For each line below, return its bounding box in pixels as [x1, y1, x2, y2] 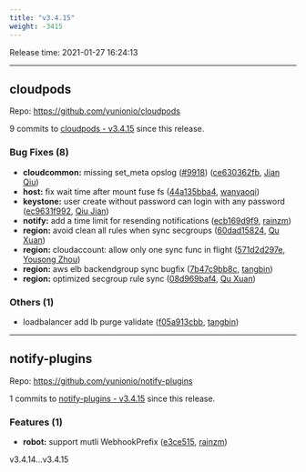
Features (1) [9, 416, 64, 428]
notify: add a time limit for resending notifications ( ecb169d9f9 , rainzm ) [22, 215, 291, 226]
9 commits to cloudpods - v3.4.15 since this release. [9, 124, 205, 135]
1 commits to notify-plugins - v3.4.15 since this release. [9, 393, 216, 404]
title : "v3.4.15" [9, 13, 76, 23]
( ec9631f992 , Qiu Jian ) [22, 206, 109, 216]
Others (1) [9, 296, 55, 308]
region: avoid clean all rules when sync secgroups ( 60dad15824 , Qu [22, 225, 280, 236]
